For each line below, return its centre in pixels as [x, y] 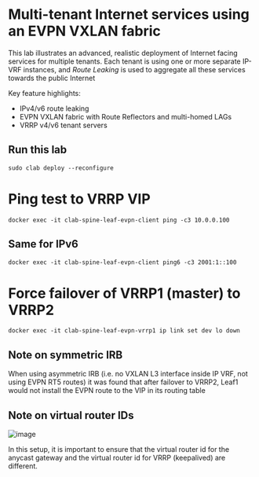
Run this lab [38, 150]
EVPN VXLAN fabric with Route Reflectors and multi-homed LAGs [126, 116]
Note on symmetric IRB [66, 355]
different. [23, 466]
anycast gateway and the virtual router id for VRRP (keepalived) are [117, 458]
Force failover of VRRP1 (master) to [124, 293]
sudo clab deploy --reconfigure [61, 168]
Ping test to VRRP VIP [79, 199]
